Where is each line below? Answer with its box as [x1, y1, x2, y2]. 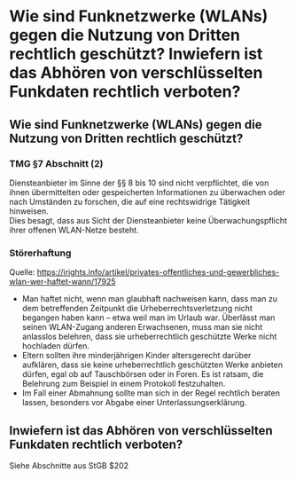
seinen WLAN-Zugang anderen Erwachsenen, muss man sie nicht [21, 322, 263, 333]
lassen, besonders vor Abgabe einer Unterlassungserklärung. [21, 397, 247, 408]
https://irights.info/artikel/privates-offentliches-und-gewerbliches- [36, 267, 280, 278]
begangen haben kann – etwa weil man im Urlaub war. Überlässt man [21, 312, 276, 323]
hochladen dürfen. [21, 341, 90, 351]
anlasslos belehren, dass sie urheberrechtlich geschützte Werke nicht [21, 331, 277, 342]
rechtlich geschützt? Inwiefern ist [9, 44, 263, 64]
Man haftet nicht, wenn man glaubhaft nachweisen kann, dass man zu [21, 294, 277, 304]
